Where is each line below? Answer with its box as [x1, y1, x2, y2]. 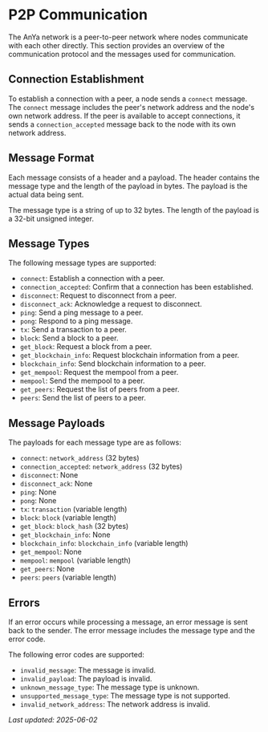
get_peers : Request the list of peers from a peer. [19, 384, 180, 394]
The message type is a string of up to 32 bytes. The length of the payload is [8, 205, 259, 214]
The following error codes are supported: [8, 650, 144, 659]
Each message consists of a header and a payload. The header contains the [8, 173, 260, 182]
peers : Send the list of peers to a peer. [19, 393, 147, 403]
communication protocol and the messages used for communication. [8, 49, 236, 59]
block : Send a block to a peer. [19, 333, 119, 343]
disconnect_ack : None [19, 479, 93, 489]
